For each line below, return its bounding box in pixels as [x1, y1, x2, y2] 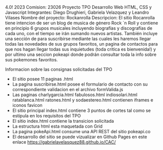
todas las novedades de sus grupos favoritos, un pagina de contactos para [5, 41, 158, 47]
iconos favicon [12, 102, 43, 108]
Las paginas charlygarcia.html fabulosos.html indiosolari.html [12, 92, 138, 98]
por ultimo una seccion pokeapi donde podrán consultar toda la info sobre [5, 51, 157, 57]
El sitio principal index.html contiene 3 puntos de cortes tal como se [12, 107, 151, 113]
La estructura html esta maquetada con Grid [12, 123, 103, 129]
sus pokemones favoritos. [5, 57, 58, 62]
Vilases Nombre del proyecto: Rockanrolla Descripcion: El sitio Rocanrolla [5, 15, 155, 20]
